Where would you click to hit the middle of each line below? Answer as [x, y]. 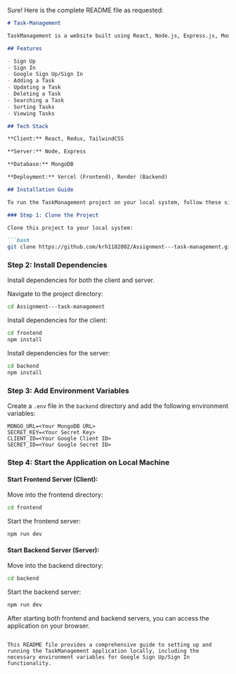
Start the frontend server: [44, 521]
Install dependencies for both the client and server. [81, 280]
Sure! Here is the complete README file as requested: [85, 10]
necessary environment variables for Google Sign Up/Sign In [99, 657]
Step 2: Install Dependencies [57, 265]
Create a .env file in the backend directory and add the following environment [118, 406]
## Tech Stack [28, 126]
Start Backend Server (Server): [53, 550]
